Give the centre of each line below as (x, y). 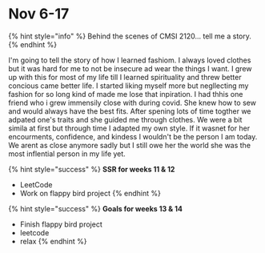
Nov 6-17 (39, 14)
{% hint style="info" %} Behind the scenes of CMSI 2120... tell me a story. (130, 36)
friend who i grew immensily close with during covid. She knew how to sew (132, 102)
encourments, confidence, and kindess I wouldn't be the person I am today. (133, 136)
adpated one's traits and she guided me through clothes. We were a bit (125, 119)
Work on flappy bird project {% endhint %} (90, 193)
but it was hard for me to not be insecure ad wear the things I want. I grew (130, 68)
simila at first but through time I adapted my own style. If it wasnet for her (129, 128)
